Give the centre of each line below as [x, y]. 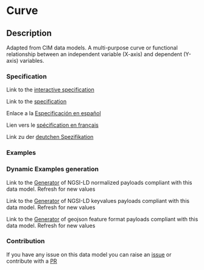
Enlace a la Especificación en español [54, 113]
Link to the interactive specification [50, 90]
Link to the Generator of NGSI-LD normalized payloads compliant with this [99, 182]
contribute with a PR [32, 261]
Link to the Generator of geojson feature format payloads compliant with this [102, 219]
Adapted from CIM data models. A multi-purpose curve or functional [92, 48]
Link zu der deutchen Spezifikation [50, 137]
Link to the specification [37, 102]
